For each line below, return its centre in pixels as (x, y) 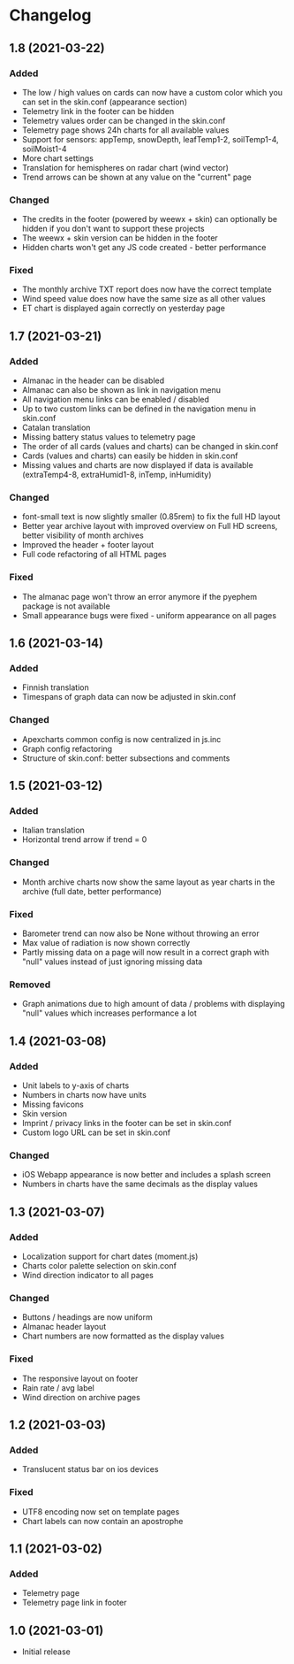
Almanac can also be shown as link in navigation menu (121, 390)
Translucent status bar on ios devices (90, 1469)
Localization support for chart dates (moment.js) (110, 1256)
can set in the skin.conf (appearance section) (105, 102)
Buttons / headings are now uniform (87, 1317)
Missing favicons (53, 1104)
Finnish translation (56, 687)
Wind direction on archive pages (81, 1397)
